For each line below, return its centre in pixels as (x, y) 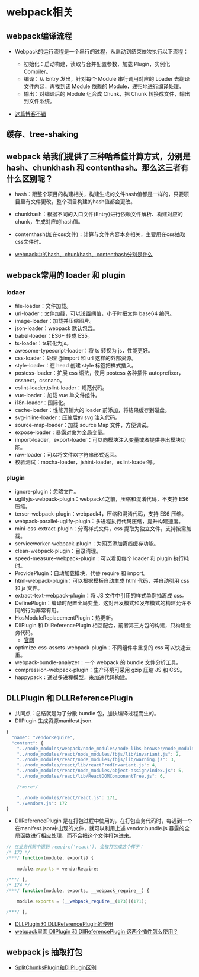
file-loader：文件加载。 (43, 306)
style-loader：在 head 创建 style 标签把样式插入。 (76, 365)
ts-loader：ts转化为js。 (43, 343)
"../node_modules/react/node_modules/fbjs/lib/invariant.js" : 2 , (99, 754)
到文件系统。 (39, 101)
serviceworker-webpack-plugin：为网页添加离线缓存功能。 (87, 544)
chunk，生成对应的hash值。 (49, 222)
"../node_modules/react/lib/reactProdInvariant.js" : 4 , (87, 765)
